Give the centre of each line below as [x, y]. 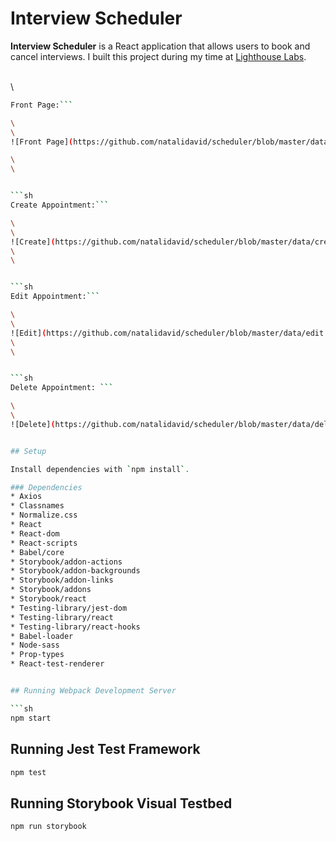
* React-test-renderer [57, 664]
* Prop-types [37, 655]
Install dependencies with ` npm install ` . [100, 469]
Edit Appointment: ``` [55, 297]
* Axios [26, 497]
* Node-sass [35, 645]
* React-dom [35, 533]
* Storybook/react [48, 599]
